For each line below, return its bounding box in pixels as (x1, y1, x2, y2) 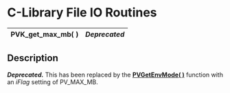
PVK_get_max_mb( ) (10, 29, 79, 39)
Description (7, 53, 58, 64)
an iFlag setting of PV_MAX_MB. (7, 77, 98, 86)
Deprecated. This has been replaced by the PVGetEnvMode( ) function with (7, 70, 223, 79)
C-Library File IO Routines (7, 5, 157, 21)
